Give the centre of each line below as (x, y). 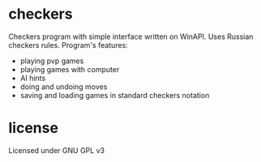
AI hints (33, 78)
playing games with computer (70, 69)
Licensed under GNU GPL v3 (57, 150)
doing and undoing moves (64, 87)
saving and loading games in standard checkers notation (115, 95)
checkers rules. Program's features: (68, 45)
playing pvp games (52, 61)
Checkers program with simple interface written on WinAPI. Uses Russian (131, 36)
